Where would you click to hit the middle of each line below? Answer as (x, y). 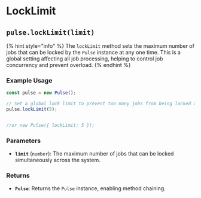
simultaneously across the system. (57, 160)
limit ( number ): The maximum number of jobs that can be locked (94, 154)
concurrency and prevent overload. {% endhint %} (68, 65)
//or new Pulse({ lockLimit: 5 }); (51, 125)
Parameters (23, 141)
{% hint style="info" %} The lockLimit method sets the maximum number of (100, 46)
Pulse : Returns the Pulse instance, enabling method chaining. (90, 188)
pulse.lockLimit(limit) (51, 32)
